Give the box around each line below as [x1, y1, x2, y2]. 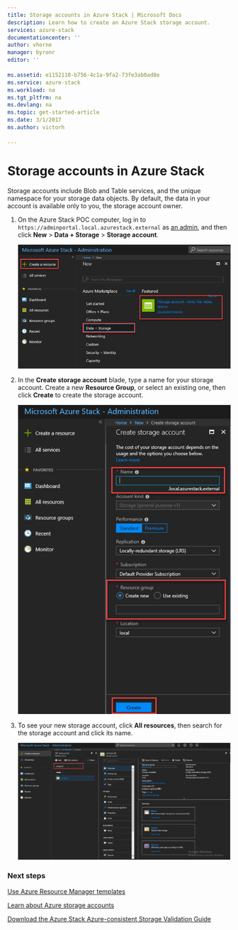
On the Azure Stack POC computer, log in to [17, 215, 147, 224]
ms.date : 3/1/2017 [7, 117, 62, 124]
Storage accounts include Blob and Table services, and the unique [7, 186, 201, 195]
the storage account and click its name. [17, 728, 133, 737]
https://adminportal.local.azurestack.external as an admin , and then [17, 222, 227, 231]
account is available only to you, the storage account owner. [7, 201, 183, 210]
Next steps [7, 871, 46, 881]
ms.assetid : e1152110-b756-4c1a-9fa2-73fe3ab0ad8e [7, 71, 160, 78]
